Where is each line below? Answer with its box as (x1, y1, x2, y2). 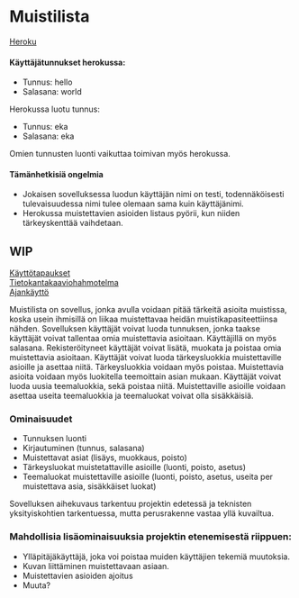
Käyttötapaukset (9, 267, 70, 278)
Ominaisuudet (9, 412, 73, 425)
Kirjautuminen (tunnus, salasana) (22, 443, 146, 454)
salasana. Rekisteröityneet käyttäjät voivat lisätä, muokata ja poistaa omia (9, 342, 282, 353)
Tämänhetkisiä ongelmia (9, 168, 104, 179)
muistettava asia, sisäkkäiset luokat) (22, 481, 157, 492)
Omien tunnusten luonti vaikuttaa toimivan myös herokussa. (9, 149, 231, 159)
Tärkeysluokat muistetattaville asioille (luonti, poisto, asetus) (22, 462, 246, 473)
